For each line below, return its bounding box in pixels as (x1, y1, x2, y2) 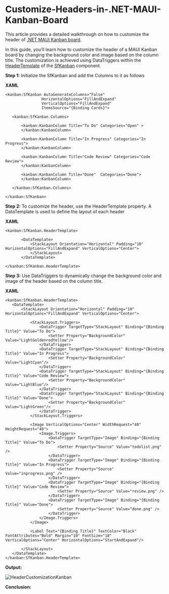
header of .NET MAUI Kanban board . (5, 37, 82, 43)
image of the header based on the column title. (5, 278, 103, 284)
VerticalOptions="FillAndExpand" (41, 101, 112, 106)
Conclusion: (5, 584, 32, 590)
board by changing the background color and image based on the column (5, 52, 159, 58)
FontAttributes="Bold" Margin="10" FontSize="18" (5, 533, 112, 538)
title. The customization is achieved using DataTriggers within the (5, 57, 141, 63)
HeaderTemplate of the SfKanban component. (5, 62, 101, 69)
